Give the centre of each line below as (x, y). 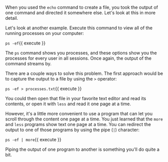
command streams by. (28, 64)
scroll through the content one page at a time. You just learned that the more (84, 119)
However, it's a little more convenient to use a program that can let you (79, 114)
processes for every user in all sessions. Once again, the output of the (78, 58)
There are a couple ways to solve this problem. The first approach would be (84, 73)
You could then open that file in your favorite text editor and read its (76, 98)
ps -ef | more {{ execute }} (33, 139)
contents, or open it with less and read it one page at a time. (68, 104)
